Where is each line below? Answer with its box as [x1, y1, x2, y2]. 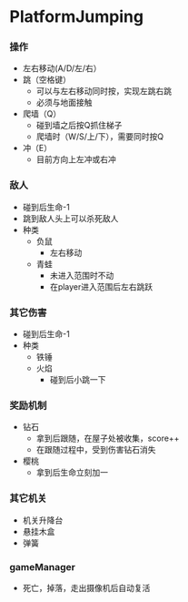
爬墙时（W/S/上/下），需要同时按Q [35, 131, 164, 142]
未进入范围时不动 [49, 270, 114, 281]
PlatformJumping [9, 6, 143, 27]
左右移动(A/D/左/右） [22, 63, 102, 74]
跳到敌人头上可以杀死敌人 [22, 212, 119, 224]
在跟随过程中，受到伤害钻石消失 [35, 444, 156, 455]
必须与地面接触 [35, 97, 93, 108]
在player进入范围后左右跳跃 [49, 281, 153, 292]
